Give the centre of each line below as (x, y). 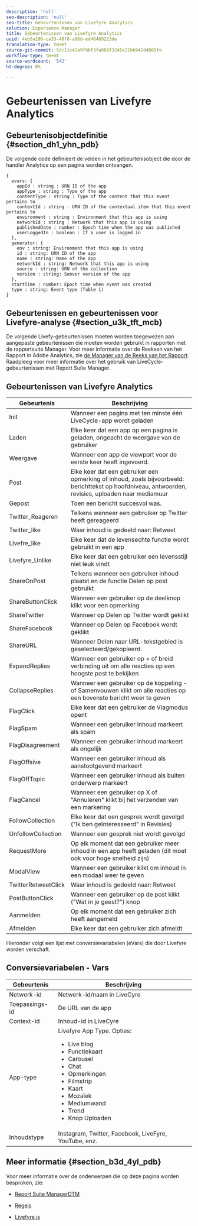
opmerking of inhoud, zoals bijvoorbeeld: (127, 479)
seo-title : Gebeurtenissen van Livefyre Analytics (70, 22)
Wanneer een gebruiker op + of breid (122, 659)
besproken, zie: (25, 1182)
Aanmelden (25, 915)
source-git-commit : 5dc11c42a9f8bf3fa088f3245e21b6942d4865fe (84, 50)
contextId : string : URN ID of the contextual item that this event (104, 207)
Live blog (81, 1044)
